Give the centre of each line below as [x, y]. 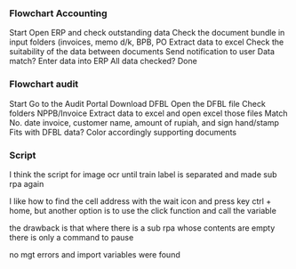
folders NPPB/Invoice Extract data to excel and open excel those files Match [148, 113]
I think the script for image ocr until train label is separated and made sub [143, 174]
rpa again [27, 183]
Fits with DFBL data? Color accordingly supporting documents [123, 132]
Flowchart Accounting [59, 13]
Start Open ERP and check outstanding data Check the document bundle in [147, 33]
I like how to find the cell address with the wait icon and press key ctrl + [140, 201]
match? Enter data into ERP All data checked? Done [103, 61]
